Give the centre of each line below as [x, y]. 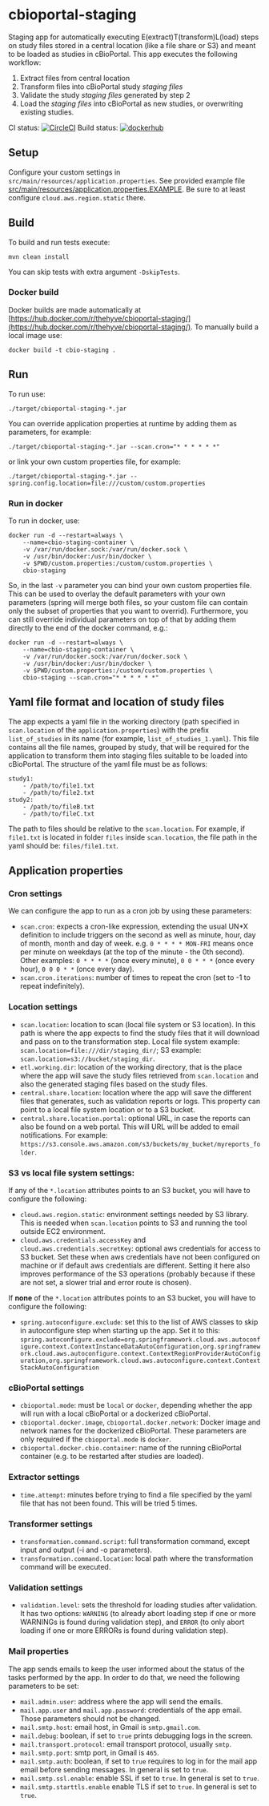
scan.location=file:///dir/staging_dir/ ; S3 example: [110, 1050]
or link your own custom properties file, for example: [95, 462]
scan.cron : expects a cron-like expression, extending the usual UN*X [134, 926]
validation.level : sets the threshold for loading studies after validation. [139, 1605]
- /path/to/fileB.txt [58, 807]
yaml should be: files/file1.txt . [63, 845]
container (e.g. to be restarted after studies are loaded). [112, 1457]
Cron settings [35, 893]
